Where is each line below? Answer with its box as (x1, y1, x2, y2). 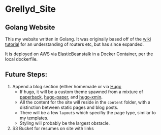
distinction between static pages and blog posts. (19, 104, 119, 110)
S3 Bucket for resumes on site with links (12, 125, 94, 131)
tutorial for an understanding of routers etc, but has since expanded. (5, 41, 144, 47)
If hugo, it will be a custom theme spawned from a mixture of (19, 89, 144, 95)
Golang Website (5, 23, 55, 32)
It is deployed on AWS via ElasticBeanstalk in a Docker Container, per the (5, 51, 154, 57)
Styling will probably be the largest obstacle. (19, 120, 110, 126)
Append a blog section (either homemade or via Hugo (12, 83, 122, 89)
